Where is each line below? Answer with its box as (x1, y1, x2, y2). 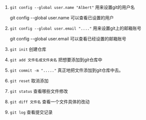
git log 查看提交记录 (9, 109, 53, 115)
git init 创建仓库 (9, 46, 47, 52)
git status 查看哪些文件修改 (9, 88, 68, 94)
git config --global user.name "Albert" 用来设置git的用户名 (9, 4, 135, 10)
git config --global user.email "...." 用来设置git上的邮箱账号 (9, 25, 142, 31)
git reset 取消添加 (9, 78, 49, 83)
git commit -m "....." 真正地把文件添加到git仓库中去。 (9, 67, 123, 73)
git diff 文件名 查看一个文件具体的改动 (9, 99, 90, 105)
